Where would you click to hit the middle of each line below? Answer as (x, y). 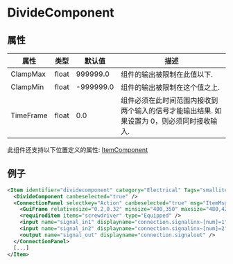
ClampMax (28, 74)
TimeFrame (29, 115)
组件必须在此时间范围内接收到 (169, 100)
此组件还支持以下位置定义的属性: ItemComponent (77, 150)
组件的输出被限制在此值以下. (167, 74)
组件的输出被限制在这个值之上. (170, 87)
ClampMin (27, 87)
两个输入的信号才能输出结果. (167, 111)
